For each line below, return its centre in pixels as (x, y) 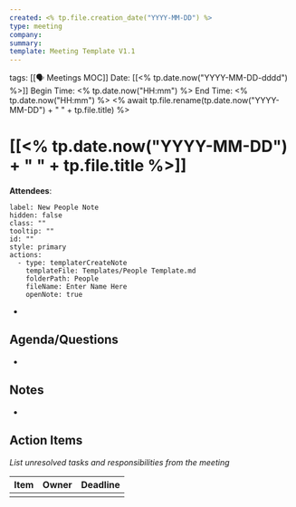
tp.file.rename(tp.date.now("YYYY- (214, 100)
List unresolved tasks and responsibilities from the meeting (119, 462)
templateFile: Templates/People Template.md (111, 271)
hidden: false (36, 215)
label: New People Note (54, 208)
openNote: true (54, 295)
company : (26, 34)
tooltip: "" (32, 232)
